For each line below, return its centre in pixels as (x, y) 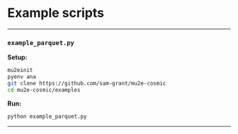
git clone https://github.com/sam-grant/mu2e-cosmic (87, 83)
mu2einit (20, 71)
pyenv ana (22, 77)
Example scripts (56, 13)
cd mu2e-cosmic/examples (44, 90)
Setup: (17, 57)
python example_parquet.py (47, 116)
